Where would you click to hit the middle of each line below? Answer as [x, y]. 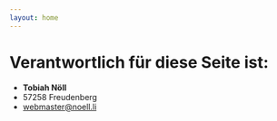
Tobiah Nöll [45, 88]
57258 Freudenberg [60, 97]
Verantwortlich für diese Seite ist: [139, 62]
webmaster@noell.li [59, 107]
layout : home [34, 18]
